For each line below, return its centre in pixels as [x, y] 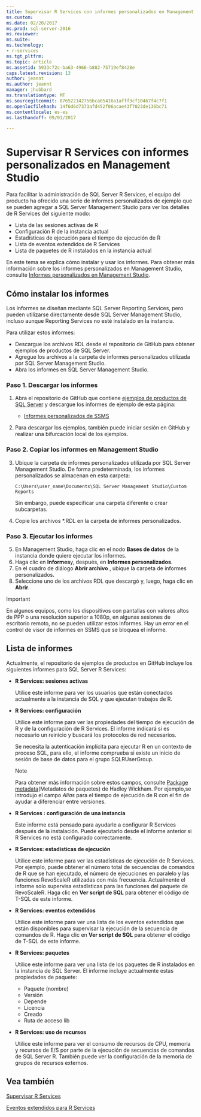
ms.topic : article [29, 62]
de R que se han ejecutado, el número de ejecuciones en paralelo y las [102, 873]
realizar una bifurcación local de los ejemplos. [71, 434]
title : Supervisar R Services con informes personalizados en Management [100, 12]
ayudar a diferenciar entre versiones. [60, 801]
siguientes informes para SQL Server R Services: [66, 669]
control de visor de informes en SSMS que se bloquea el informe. [87, 629]
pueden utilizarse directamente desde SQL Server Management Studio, [94, 314]
